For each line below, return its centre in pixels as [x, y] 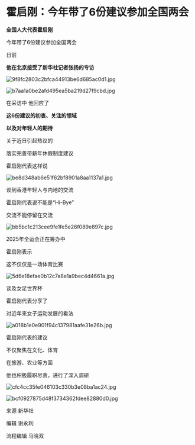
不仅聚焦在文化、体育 [32, 350]
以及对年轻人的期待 [30, 128]
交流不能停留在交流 [30, 215]
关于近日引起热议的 [30, 140]
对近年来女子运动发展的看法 [40, 313]
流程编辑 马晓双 [25, 436]
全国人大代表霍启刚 [30, 30]
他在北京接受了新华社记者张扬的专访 [50, 67]
